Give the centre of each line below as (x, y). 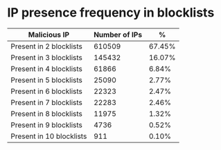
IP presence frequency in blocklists (111, 13)
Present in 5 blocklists (47, 79)
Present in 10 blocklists (49, 136)
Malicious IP (49, 35)
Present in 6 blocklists (47, 91)
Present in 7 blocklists (47, 102)
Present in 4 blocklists (47, 68)
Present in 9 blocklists (47, 124)
